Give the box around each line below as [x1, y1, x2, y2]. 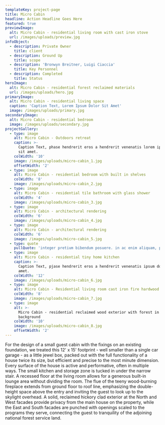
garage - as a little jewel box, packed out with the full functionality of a [5, 352, 147, 358]
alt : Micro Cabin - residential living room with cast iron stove [9, 30, 148, 35]
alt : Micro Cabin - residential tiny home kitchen [14, 255, 120, 260]
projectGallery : [5, 126, 38, 131]
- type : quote [9, 241, 38, 246]
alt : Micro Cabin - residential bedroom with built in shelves [14, 172, 146, 177]
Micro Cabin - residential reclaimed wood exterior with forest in [18, 310, 160, 315]
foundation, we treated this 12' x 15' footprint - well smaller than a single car [5, 347, 159, 353]
